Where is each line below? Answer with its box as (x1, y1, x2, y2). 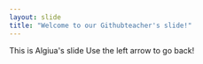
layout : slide (9, 12, 62, 22)
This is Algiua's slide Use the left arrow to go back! (9, 45, 195, 55)
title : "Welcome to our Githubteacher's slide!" (9, 21, 192, 30)
